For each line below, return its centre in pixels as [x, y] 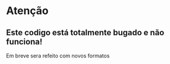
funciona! [24, 41]
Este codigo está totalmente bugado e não [85, 33]
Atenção [27, 11]
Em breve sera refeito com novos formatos [58, 56]
